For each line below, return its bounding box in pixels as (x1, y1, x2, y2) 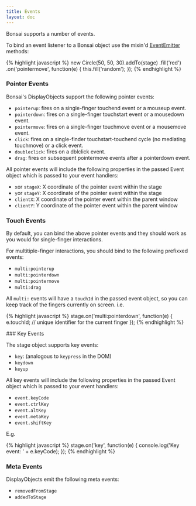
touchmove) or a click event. (14, 142, 84, 149)
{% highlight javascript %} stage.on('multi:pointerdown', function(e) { (6, 313, 173, 320)
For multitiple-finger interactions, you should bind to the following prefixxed (6, 247, 188, 255)
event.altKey (14, 408, 47, 413)
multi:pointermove (14, 279, 60, 285)
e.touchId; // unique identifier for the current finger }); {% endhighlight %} (6, 319, 184, 326)
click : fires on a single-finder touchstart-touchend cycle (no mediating (14, 135, 186, 142)
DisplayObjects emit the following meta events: (6, 476, 119, 483)
